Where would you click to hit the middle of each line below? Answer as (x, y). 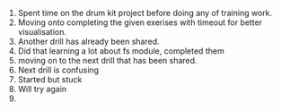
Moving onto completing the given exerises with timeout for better (140, 22)
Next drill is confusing (58, 70)
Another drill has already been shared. (88, 41)
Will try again (42, 89)
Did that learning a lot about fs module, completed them (121, 51)
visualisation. (42, 32)
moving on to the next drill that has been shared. (107, 60)
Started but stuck (50, 79)
